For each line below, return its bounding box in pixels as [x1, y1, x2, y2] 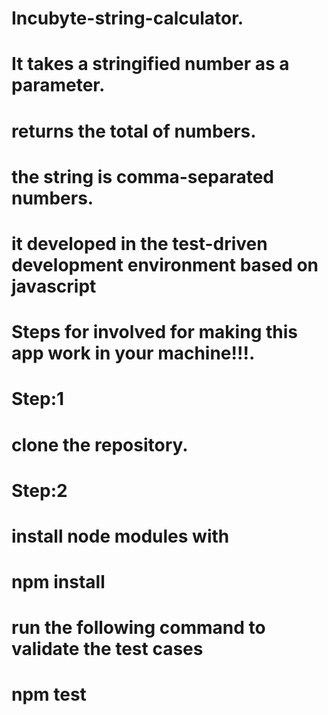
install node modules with [11, 525, 230, 547]
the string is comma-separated [11, 165, 274, 188]
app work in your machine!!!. [11, 342, 256, 365]
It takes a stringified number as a [11, 53, 290, 76]
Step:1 [11, 388, 65, 411]
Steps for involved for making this [11, 321, 298, 344]
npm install [11, 571, 106, 594]
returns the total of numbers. [11, 120, 257, 142]
